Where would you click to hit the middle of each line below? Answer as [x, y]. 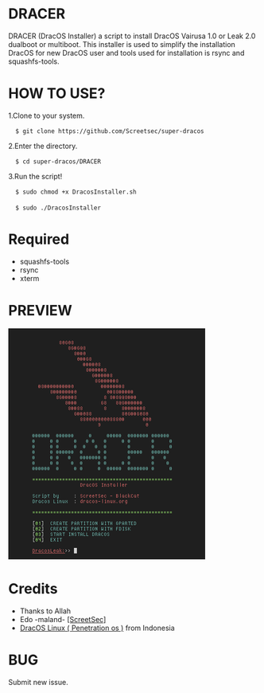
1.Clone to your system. [47, 115]
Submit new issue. [39, 682]
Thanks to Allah [45, 611]
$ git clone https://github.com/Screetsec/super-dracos [110, 131]
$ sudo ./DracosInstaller [58, 208]
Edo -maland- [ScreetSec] [63, 619]
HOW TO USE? [57, 94]
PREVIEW [41, 311]
